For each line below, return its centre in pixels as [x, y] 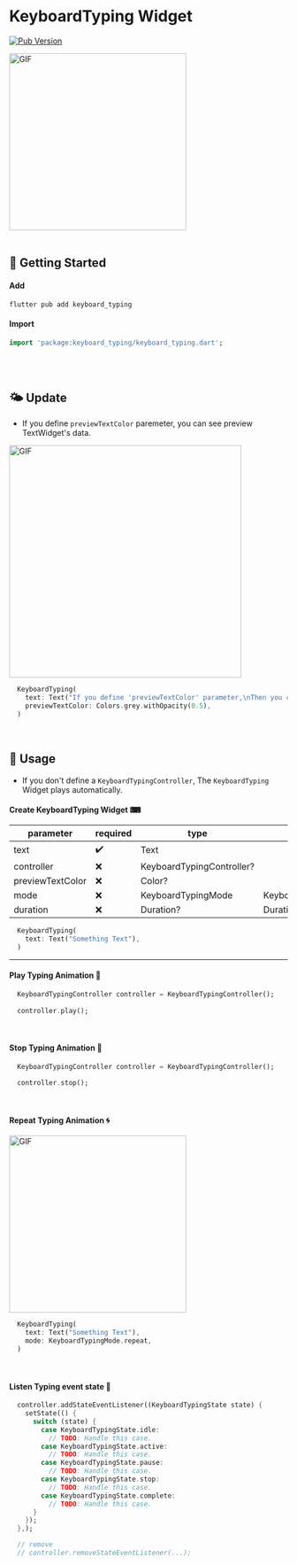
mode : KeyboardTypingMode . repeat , [88, 1341]
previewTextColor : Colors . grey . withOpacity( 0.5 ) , [118, 706]
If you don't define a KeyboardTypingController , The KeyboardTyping [145, 780]
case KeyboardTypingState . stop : [101, 1479]
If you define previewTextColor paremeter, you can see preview [137, 423]
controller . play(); [53, 1011]
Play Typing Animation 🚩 [55, 975]
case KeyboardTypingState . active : [104, 1446]
